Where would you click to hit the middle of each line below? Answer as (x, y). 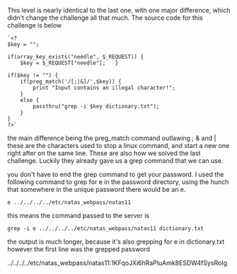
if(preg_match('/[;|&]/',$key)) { (71, 81)
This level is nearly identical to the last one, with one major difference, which (119, 10)
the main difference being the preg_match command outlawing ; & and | (112, 138)
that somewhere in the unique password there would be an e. (97, 189)
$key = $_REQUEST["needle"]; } (69, 63)
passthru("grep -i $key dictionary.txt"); (96, 106)
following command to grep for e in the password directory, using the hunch (118, 182)
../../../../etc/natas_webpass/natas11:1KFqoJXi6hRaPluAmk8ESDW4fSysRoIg (117, 263)
